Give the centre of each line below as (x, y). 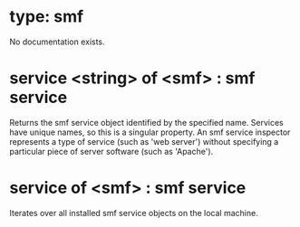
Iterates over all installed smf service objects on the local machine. (134, 213)
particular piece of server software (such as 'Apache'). (111, 151)
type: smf (47, 17)
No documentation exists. (58, 42)
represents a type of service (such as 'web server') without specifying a (144, 141)
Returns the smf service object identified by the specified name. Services (146, 122)
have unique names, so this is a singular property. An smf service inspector (150, 132)
